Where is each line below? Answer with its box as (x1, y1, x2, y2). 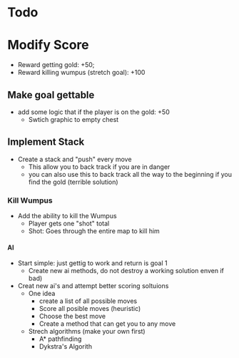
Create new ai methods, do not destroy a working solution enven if (28, 267, 225, 275)
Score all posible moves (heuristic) (39, 305, 141, 313)
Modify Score (7, 37, 89, 53)
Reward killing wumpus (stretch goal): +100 (17, 68, 146, 77)
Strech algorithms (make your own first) (28, 327, 146, 336)
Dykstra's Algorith (39, 342, 93, 351)
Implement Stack (7, 136, 85, 148)
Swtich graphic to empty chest (28, 115, 119, 123)
